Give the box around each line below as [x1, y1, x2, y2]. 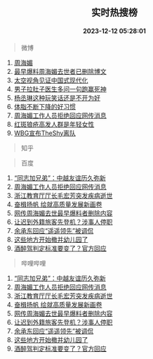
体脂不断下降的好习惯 [13, 102, 76, 111]
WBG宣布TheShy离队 [13, 129, 76, 137]
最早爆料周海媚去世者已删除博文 [13, 67, 107, 75]
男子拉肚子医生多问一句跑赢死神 [13, 84, 107, 93]
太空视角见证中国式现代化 [13, 76, 88, 84]
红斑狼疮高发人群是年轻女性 [13, 120, 95, 128]
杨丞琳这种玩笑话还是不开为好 [13, 94, 100, 102]
